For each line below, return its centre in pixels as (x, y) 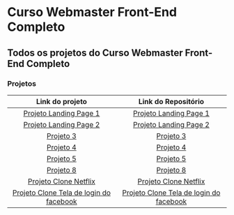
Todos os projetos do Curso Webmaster (95, 53)
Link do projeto (61, 101)
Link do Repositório (171, 101)
